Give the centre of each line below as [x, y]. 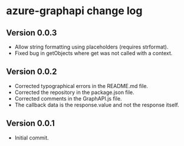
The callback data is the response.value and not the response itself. [97, 105]
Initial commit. [32, 138]
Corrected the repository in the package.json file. [74, 92]
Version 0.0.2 [32, 72]
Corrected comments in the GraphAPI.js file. [68, 98]
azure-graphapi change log [74, 11]
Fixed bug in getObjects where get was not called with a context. [93, 53]
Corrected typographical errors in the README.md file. [81, 86]
